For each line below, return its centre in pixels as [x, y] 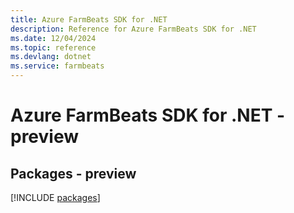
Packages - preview [73, 173]
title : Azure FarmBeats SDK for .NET [89, 19]
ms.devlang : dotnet [51, 57]
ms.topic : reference [53, 47]
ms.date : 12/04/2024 [53, 38]
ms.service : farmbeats [57, 66]
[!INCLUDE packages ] [55, 197]
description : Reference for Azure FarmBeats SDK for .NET [133, 29]
